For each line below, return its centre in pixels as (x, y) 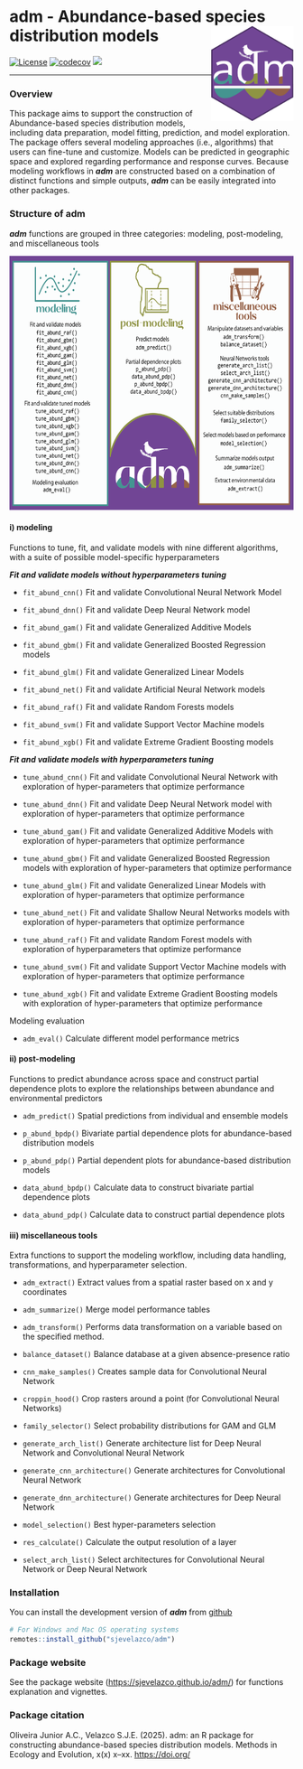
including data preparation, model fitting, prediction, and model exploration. (150, 133)
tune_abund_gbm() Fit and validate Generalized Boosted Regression (146, 858)
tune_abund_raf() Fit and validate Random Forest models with (137, 939)
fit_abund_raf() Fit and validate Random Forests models (128, 707)
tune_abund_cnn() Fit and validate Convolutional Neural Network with (150, 777)
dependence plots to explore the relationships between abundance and (142, 1088)
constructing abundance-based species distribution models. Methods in (143, 1745)
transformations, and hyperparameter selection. (98, 1265)
